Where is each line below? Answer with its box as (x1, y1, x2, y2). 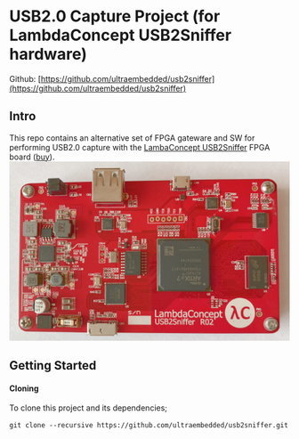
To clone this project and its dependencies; (9, 402, 167, 413)
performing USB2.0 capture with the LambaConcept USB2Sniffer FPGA (9, 142, 271, 152)
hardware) (9, 45, 87, 64)
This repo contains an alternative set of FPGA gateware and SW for (9, 132, 255, 143)
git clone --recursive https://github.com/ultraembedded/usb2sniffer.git (9, 421, 289, 430)
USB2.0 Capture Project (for (9, 6, 221, 27)
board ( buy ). (9, 151, 55, 162)
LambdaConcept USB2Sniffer (9, 25, 232, 45)
